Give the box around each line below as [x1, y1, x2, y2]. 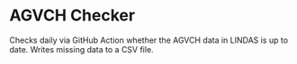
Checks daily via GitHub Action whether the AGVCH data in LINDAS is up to [9, 35, 289, 45]
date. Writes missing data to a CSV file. [9, 44, 155, 54]
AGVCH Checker [9, 5, 136, 26]
